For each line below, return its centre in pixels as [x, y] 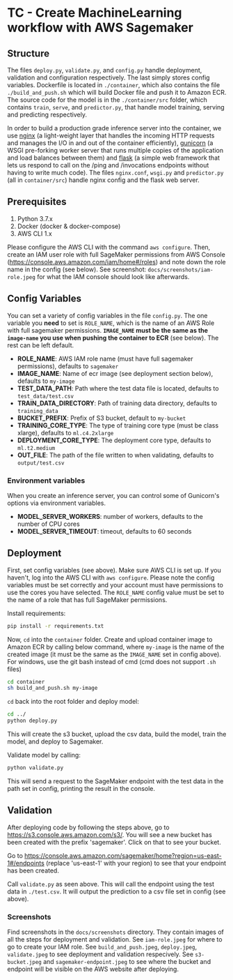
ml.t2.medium [36, 448]
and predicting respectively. [47, 114]
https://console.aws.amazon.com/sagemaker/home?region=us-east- [123, 855]
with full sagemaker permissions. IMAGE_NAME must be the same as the [108, 330]
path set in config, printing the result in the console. [81, 788]
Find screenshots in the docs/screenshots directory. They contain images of [116, 932]
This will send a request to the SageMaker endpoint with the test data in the [115, 781]
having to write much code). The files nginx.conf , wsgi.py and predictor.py [115, 173]
